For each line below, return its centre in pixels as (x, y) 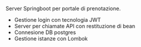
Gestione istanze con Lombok (51, 38)
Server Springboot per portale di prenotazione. (63, 9)
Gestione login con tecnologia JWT (57, 20)
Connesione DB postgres (45, 32)
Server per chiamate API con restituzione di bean (75, 26)
